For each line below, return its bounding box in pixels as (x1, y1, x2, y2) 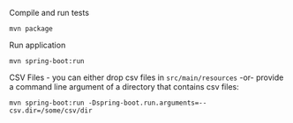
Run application (9, 40, 66, 50)
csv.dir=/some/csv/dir (9, 106, 93, 115)
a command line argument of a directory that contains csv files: (9, 82, 240, 91)
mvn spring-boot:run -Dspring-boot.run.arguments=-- (9, 98, 207, 107)
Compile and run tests (9, 8, 90, 18)
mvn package (9, 25, 53, 33)
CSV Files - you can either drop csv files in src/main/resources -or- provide (9, 72, 284, 83)
